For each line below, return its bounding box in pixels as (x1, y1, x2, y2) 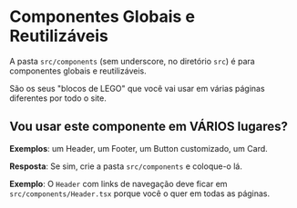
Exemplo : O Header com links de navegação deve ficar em (9, 178, 228, 189)
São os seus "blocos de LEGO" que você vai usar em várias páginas (9, 83, 266, 94)
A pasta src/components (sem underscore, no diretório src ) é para (9, 55, 255, 66)
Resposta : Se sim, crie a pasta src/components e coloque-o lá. (9, 161, 243, 172)
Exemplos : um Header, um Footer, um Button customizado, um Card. (9, 143, 269, 154)
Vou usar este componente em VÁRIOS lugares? (9, 119, 289, 134)
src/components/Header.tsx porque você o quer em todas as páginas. (9, 188, 271, 199)
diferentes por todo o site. (9, 93, 107, 104)
